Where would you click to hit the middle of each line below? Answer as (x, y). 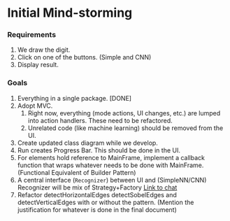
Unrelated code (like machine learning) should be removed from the (125, 128)
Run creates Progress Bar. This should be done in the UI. (99, 150)
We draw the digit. (44, 50)
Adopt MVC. (35, 106)
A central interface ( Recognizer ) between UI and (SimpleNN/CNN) (112, 180)
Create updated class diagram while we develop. (88, 143)
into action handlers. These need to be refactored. (100, 120)
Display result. (38, 65)
